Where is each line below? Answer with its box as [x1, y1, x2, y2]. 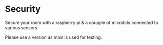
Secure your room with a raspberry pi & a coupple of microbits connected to [5, 20, 159, 25]
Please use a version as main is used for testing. [5, 34, 102, 40]
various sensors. [5, 24, 39, 30]
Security [5, 3, 41, 15]
